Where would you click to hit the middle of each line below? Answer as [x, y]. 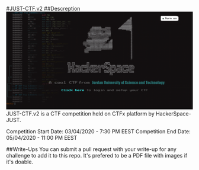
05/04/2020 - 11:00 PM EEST [42, 137]
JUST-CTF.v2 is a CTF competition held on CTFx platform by [81, 113]
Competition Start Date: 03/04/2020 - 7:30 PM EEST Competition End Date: [98, 131]
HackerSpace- [174, 113]
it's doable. [20, 162]
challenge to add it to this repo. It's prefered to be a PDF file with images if [97, 155]
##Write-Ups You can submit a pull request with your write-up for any [91, 149]
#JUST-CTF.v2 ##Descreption [43, 9]
